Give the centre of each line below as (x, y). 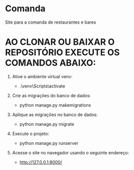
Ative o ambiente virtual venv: (42, 76)
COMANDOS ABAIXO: (51, 63)
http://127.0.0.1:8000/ (41, 162)
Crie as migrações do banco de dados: (51, 95)
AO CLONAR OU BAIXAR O (60, 42)
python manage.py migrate (47, 124)
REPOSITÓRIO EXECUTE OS (63, 53)
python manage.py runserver (49, 143)
